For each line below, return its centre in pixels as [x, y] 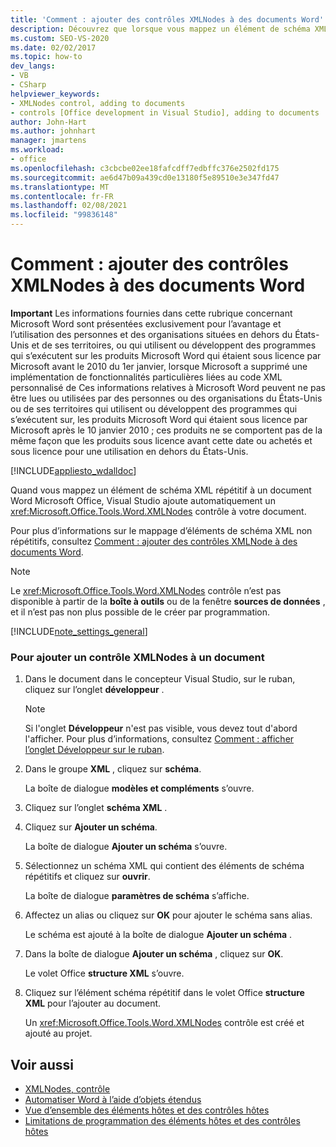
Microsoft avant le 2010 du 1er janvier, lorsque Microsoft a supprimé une [159, 366]
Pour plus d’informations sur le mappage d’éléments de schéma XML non [161, 530]
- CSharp [28, 85]
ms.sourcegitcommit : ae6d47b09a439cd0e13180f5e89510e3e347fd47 [145, 177]
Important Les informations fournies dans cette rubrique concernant [151, 313]
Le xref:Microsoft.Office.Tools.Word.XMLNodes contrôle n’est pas [146, 590]
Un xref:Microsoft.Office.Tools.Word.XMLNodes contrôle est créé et [164, 1023]
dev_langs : [33, 66]
